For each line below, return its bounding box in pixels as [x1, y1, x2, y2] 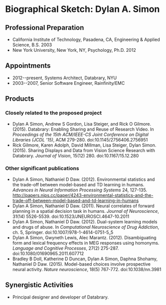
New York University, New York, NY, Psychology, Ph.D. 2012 [12, 47, 136, 53]
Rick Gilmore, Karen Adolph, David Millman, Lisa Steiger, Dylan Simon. [12, 142, 157, 148]
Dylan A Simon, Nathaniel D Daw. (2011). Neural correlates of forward [12, 203, 155, 209]
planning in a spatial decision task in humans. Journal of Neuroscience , [12, 208, 160, 214]
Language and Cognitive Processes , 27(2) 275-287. [12, 245, 119, 251]
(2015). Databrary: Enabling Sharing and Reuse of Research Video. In [12, 126, 155, 132]
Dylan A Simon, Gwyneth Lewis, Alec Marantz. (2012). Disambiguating [12, 234, 157, 240]
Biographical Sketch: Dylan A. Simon [5, 3, 160, 15]
